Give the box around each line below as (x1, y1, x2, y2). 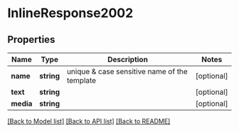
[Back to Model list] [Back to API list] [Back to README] (7, 117, 171, 126)
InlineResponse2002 (7, 5, 134, 21)
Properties (7, 34, 55, 46)
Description (107, 55, 148, 64)
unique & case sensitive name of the (66, 66, 188, 76)
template (66, 76, 97, 85)
